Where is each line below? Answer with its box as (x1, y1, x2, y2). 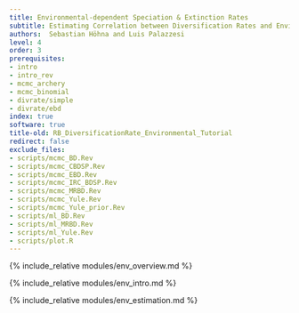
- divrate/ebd (9, 104, 62, 113)
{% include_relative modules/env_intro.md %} (9, 277, 177, 289)
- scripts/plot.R (9, 237, 74, 245)
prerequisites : (9, 54, 66, 63)
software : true (9, 121, 66, 130)
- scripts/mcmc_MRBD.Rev (9, 187, 101, 196)
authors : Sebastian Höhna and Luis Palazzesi (9, 29, 185, 38)
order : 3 (9, 46, 42, 55)
